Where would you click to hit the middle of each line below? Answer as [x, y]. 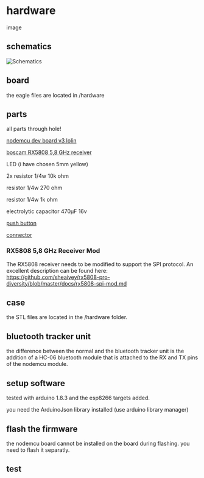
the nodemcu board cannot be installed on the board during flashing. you [98, 443]
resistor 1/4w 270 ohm [34, 188]
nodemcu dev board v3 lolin [41, 141]
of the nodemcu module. [37, 364]
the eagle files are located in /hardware [55, 95]
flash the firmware [42, 429]
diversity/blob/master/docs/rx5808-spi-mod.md [67, 283]
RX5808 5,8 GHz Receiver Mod [53, 251]
